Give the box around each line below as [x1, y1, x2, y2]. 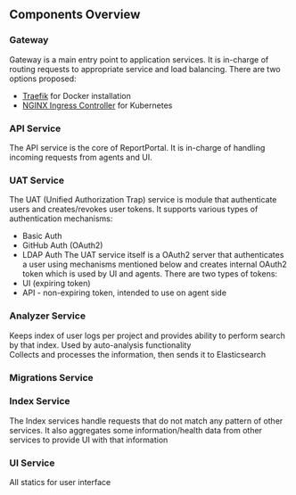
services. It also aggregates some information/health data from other [9, 425, 263, 435]
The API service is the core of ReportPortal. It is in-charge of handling [9, 142, 266, 153]
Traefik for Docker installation [21, 90, 131, 101]
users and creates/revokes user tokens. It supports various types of [9, 204, 259, 215]
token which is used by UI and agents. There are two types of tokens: [21, 268, 278, 279]
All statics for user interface [9, 477, 111, 488]
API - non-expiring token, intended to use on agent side [21, 287, 227, 298]
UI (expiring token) [21, 278, 91, 289]
